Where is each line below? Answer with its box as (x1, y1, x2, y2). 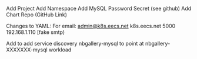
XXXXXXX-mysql (6, 46, 48, 53)
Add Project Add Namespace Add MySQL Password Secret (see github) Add (6, 5, 192, 12)
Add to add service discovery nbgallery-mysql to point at (6, 40, 144, 47)
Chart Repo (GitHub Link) (6, 11, 68, 18)
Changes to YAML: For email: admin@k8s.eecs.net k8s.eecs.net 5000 (6, 23, 176, 29)
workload (49, 46, 72, 53)
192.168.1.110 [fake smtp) (6, 29, 65, 36)
